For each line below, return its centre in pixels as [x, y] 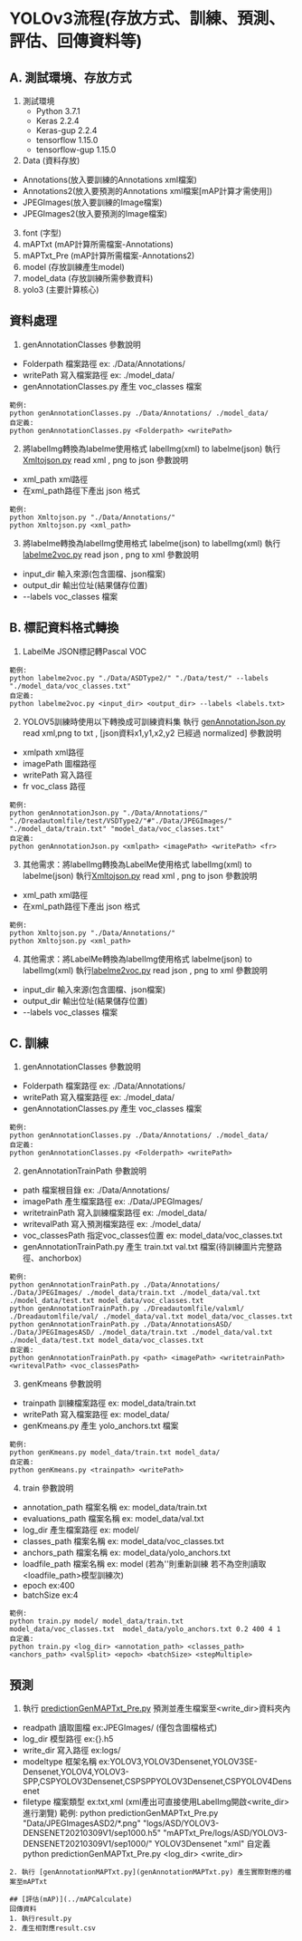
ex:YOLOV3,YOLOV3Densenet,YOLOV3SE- [178, 1762]
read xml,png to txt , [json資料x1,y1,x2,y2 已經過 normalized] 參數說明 [152, 733]
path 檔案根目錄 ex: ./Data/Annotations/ [96, 1190]
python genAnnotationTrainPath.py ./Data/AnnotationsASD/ [121, 1325]
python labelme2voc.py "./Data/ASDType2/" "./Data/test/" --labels [139, 678]
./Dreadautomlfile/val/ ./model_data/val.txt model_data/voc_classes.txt [151, 1317]
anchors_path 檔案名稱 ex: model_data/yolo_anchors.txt [126, 1553]
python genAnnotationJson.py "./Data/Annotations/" [109, 813]
